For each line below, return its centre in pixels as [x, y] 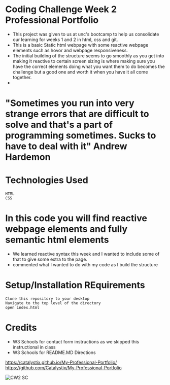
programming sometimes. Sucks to [81, 136]
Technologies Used [47, 180]
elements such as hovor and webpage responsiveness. [70, 50]
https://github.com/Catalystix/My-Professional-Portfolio [63, 367]
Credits [21, 328]
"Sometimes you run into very [70, 103]
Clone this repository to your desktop [47, 299]
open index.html [22, 307]
